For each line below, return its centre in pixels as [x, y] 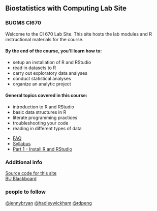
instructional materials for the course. [44, 39]
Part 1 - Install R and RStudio [42, 149]
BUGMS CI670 [23, 23]
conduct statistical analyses [42, 78]
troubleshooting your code [40, 123]
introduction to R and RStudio [43, 107]
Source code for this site [31, 173]
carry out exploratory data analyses [50, 73]
